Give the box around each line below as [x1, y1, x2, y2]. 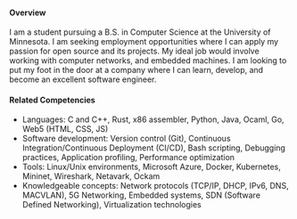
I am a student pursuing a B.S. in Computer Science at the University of [9, 27, 271, 37]
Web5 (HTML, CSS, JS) [21, 124, 109, 134]
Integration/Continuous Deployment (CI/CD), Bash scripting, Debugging [21, 142, 285, 153]
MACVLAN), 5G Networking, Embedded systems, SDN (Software [21, 190, 261, 200]
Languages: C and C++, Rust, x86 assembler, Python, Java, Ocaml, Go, [21, 114, 285, 125]
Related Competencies [9, 94, 95, 105]
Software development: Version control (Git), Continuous [21, 134, 231, 144]
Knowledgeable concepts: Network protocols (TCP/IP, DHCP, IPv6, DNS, [21, 181, 289, 191]
